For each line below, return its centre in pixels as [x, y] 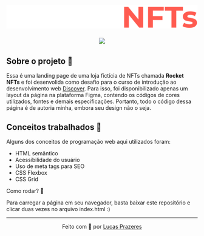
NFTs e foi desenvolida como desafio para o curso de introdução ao [91, 82]
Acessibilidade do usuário [47, 160]
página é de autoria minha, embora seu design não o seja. [79, 108]
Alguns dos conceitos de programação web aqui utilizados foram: [89, 142]
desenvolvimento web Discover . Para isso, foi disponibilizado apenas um [97, 89]
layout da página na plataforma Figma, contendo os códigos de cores [93, 95]
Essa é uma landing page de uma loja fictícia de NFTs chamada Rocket [95, 76]
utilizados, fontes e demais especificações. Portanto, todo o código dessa [99, 101]
